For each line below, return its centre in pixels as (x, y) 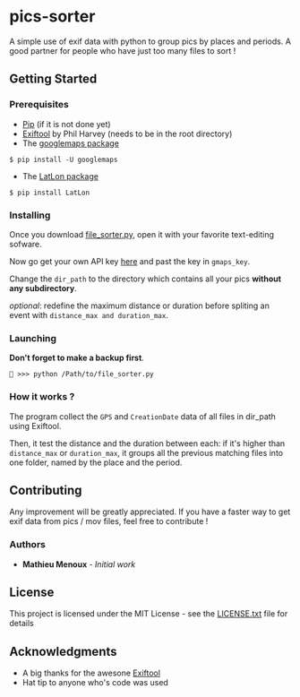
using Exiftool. (35, 426)
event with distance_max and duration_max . (89, 314)
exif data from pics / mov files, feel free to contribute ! (109, 521)
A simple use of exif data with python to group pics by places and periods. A (150, 41)
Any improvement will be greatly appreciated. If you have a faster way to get (150, 512)
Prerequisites (39, 105)
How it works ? (42, 397)
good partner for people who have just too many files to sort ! (123, 50)
